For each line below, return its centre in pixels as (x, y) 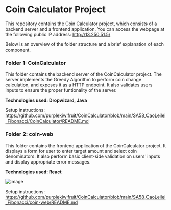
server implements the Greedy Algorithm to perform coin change (74, 80)
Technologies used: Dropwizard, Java (46, 100)
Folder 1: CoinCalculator (36, 63)
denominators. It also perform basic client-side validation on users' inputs (83, 156)
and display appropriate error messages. (48, 161)
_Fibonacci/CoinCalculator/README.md (47, 121)
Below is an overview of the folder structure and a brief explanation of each (85, 44)
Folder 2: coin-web (29, 134)
